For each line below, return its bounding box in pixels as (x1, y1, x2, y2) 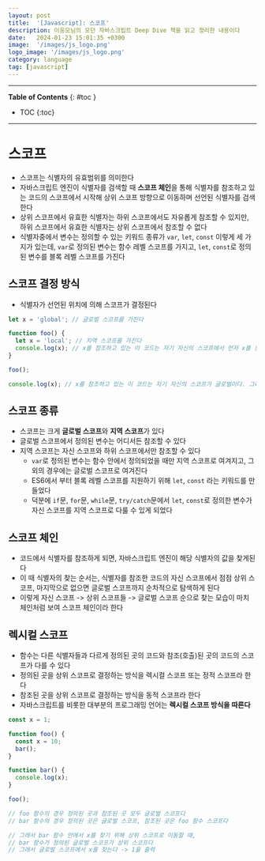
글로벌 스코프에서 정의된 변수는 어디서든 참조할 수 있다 (19, 436, 187, 446)
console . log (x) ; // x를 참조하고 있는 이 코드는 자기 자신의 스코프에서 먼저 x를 (15, 345, 251, 353)
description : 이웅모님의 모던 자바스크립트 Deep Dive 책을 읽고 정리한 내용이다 (8, 26, 241, 34)
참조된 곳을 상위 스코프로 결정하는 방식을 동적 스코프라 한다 (19, 690, 201, 700)
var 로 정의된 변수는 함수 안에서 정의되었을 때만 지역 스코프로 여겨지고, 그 (31, 456, 255, 466)
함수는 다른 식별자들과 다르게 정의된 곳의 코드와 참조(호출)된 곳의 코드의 (19, 651, 240, 660)
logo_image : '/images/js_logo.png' (8, 48, 125, 56)
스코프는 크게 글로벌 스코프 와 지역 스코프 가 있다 (19, 426, 165, 436)
